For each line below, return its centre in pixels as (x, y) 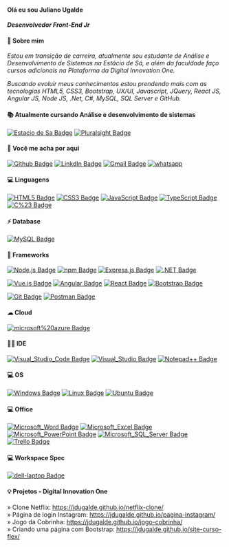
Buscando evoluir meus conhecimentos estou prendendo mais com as (107, 84)
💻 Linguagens (28, 180)
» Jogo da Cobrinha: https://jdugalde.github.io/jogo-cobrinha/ (95, 522)
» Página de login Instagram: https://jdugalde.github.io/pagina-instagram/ (111, 514)
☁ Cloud (20, 312)
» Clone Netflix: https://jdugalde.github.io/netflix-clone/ (85, 507)
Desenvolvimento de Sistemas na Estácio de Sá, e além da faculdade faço (113, 63)
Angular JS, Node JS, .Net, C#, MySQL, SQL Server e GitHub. (94, 98)
